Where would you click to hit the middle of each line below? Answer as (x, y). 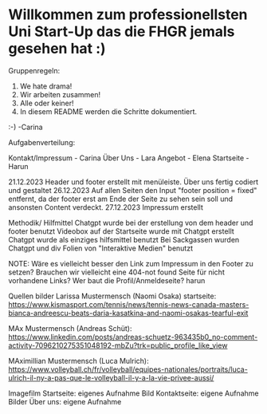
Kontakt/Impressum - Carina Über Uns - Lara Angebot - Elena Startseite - (129, 158)
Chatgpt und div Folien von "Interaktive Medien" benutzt (101, 248)
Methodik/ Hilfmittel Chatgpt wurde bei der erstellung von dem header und (131, 223)
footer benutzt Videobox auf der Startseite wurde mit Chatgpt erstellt (122, 231)
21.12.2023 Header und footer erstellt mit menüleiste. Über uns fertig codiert (133, 182)
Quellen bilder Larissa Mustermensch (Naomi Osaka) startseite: (112, 296)
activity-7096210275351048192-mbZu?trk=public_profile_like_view (118, 345)
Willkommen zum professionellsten (128, 15)
